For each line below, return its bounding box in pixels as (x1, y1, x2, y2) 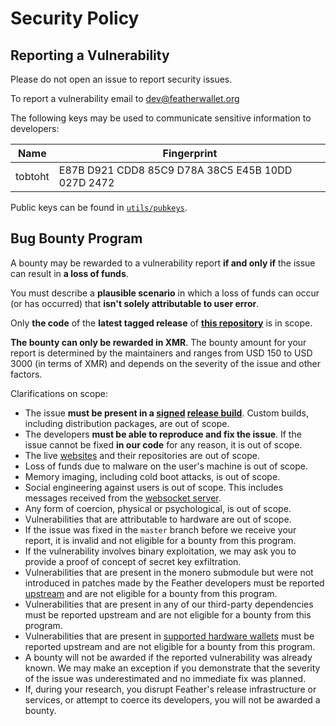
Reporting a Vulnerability (10, 47, 170, 64)
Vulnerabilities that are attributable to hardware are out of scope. (24, 513, 292, 525)
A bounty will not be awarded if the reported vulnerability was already (24, 651, 313, 663)
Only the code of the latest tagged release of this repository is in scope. (10, 317, 313, 329)
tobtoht (15, 170, 50, 183)
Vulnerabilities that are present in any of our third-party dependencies (24, 598, 314, 610)
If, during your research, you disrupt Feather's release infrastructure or (24, 683, 317, 695)
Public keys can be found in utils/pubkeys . (10, 202, 188, 213)
